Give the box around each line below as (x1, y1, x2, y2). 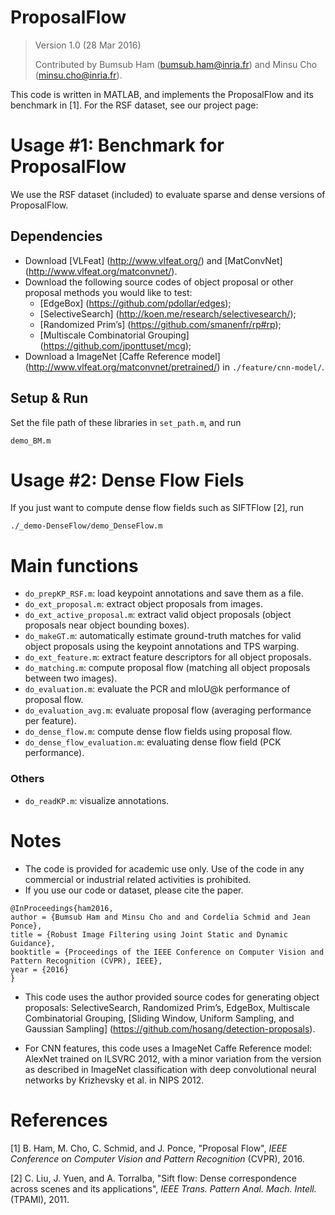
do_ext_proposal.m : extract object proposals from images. (24, 598, 263, 610)
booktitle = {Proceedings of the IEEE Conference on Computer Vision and (10, 947, 325, 957)
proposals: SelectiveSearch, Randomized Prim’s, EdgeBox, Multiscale (24, 1001, 311, 1013)
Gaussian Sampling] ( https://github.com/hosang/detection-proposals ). (24, 1022, 316, 1035)
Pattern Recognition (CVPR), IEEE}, (10, 956, 163, 966)
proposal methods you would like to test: (24, 286, 193, 298)
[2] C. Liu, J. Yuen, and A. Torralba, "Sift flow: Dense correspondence (10, 1172, 297, 1184)
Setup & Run (10, 390, 89, 407)
